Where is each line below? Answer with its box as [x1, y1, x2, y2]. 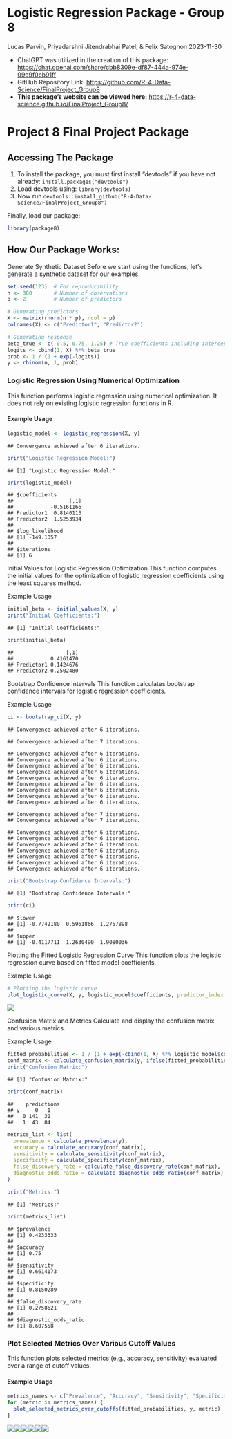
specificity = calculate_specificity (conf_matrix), [13, 1157, 166, 1164]
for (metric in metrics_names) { [7, 1399, 104, 1406]
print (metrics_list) [7, 1213, 67, 1220]
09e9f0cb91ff [17, 71, 57, 79]
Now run [17, 192, 42, 200]
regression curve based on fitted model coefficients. [7, 958, 157, 966]
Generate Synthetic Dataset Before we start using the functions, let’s [7, 262, 202, 270]
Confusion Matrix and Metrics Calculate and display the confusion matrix [7, 1016, 215, 1025]
